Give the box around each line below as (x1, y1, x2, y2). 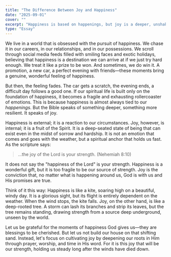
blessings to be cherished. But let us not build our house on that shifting (5, 230, 156, 236)
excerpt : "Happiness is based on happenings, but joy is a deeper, (5, 21, 152, 27)
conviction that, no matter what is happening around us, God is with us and (5, 172, 163, 178)
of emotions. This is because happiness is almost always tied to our (5, 99, 147, 105)
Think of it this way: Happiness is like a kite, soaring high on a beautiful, (5, 187, 156, 194)
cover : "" (5, 17, 26, 22)
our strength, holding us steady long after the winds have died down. (5, 246, 150, 252)
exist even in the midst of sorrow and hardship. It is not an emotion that (5, 131, 154, 137)
